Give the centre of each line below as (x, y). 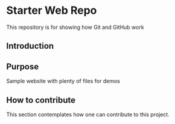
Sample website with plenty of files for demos (63, 81)
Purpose (23, 67)
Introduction (30, 46)
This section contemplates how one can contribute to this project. (88, 114)
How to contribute (41, 100)
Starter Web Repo (52, 11)
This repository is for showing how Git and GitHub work (75, 27)
